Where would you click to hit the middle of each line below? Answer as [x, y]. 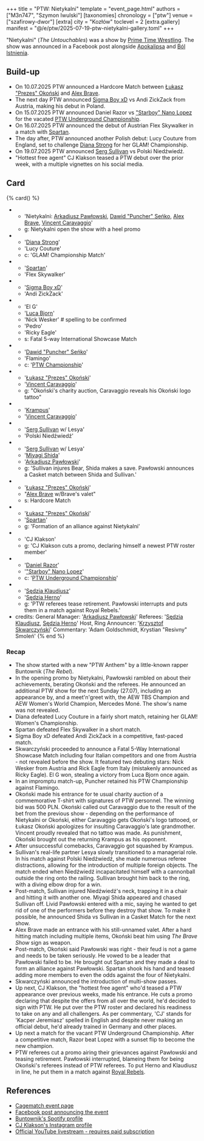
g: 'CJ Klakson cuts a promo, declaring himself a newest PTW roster [110, 545]
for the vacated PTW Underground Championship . [78, 119]
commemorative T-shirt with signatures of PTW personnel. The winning [104, 800]
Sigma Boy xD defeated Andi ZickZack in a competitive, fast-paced [99, 736]
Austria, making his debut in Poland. [60, 106]
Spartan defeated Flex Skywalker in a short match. [78, 729]
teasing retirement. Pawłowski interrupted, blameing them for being [99, 1059]
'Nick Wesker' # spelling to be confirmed [75, 319]
